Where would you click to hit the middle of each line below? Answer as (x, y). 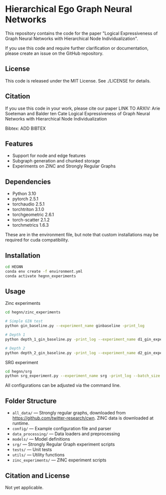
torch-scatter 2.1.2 (31, 220)
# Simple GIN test (24, 321)
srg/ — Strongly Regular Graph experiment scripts (63, 444)
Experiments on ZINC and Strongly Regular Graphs (64, 166)
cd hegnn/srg (19, 371)
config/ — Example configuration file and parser (62, 429)
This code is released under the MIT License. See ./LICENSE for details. (78, 81)
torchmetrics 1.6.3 (30, 225)
